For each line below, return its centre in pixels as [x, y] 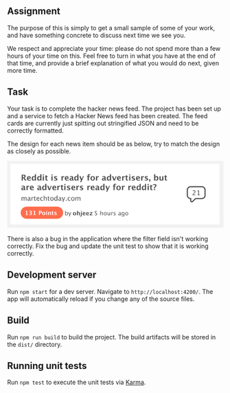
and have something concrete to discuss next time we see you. [96, 35]
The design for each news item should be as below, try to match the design [114, 144]
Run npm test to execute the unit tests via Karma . [77, 382]
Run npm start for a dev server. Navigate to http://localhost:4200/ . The [110, 291]
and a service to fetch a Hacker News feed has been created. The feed [107, 115]
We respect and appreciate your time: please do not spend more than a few [114, 48]
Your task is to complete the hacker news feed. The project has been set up [114, 109]
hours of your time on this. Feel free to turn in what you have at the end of [112, 56]
